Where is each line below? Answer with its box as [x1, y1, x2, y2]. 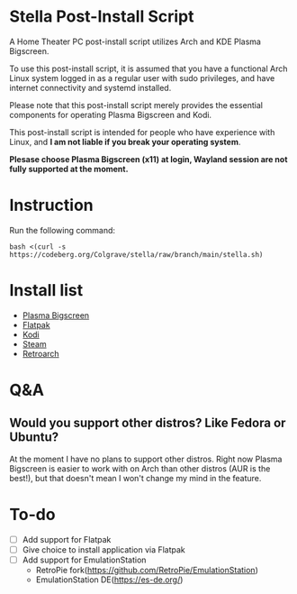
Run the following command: [9, 224, 115, 235]
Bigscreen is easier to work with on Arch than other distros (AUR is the [9, 462, 271, 474]
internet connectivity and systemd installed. [9, 82, 172, 93]
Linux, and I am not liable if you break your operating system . [9, 136, 241, 147]
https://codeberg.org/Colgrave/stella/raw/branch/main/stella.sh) [9, 250, 264, 259]
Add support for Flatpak [22, 534, 112, 544]
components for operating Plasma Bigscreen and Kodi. [9, 109, 212, 120]
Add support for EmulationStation [22, 554, 147, 565]
